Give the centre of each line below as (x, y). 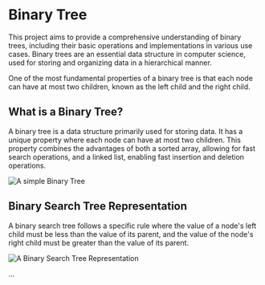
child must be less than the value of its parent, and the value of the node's (131, 234)
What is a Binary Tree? (66, 112)
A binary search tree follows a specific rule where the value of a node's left (132, 226)
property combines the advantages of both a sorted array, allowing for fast (132, 148)
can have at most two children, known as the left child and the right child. (129, 87)
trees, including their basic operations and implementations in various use (130, 45)
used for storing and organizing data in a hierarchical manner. (110, 63)
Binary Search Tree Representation (98, 206)
